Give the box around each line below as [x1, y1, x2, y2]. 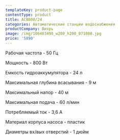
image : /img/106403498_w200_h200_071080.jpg [5, 31, 102, 36]
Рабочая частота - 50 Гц [5, 49, 59, 56]
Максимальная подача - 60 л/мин [5, 99, 80, 105]
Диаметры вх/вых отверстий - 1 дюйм [5, 128, 89, 135]
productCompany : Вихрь [5, 26, 54, 32]
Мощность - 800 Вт [5, 60, 48, 66]
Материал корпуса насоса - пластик [5, 119, 85, 125]
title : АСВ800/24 [5, 17, 42, 22]
